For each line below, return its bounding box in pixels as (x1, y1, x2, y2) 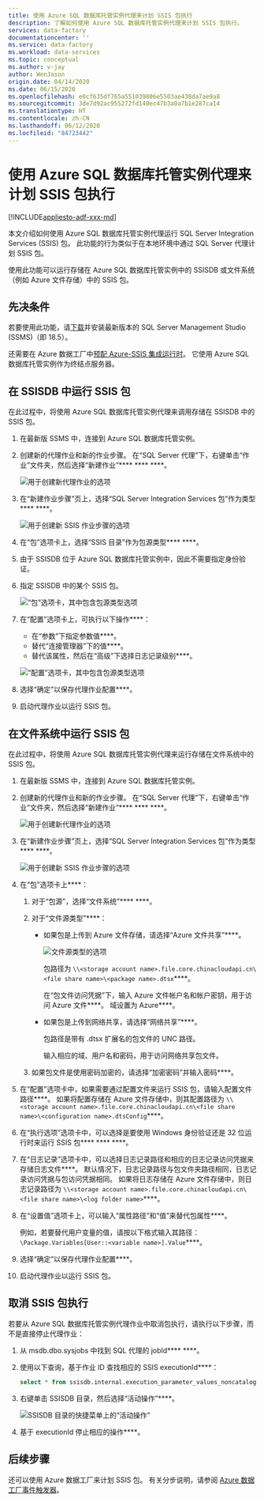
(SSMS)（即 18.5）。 (8, 333, 73, 342)
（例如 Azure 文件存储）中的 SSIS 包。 (8, 274, 134, 285)
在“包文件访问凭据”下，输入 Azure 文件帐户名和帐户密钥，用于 (43, 991, 246, 1000)
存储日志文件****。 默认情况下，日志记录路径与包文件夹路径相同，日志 (19, 1164, 250, 1174)
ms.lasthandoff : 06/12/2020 (8, 122, 101, 130)
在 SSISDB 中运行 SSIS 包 (8, 384, 132, 398)
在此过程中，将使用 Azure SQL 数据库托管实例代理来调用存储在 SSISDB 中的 (8, 407, 255, 417)
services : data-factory (8, 26, 87, 34)
